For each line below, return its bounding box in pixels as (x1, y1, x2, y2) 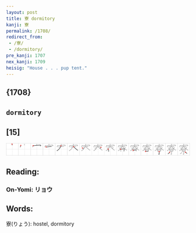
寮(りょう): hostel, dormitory (6, 220, 75, 227)
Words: (6, 204, 33, 214)
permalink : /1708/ (6, 28, 51, 34)
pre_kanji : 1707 (6, 53, 45, 59)
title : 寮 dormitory (6, 15, 55, 22)
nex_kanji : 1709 (6, 59, 45, 64)
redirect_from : (6, 34, 43, 40)
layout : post (6, 9, 38, 15)
